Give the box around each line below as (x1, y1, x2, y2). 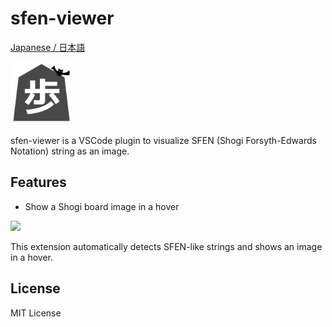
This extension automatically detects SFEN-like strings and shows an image (10, 240, 323, 252)
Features (10, 174, 67, 191)
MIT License (10, 307, 62, 319)
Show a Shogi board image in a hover (24, 200, 180, 212)
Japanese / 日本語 (10, 41, 86, 53)
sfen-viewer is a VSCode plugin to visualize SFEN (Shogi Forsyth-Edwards (10, 134, 317, 146)
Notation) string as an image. (10, 145, 130, 157)
